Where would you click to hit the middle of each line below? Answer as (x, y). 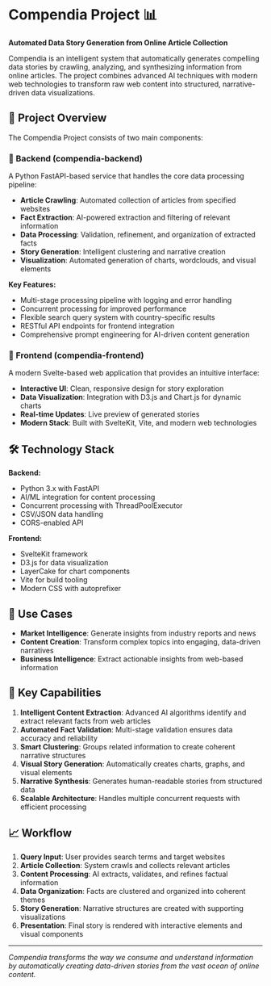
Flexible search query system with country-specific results (117, 317)
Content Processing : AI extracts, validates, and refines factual (124, 874)
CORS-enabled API (52, 523)
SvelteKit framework (54, 554)
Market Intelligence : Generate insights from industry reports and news (138, 633)
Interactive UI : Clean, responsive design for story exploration (122, 388)
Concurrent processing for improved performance (103, 309)
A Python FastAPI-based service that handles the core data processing (126, 176)
